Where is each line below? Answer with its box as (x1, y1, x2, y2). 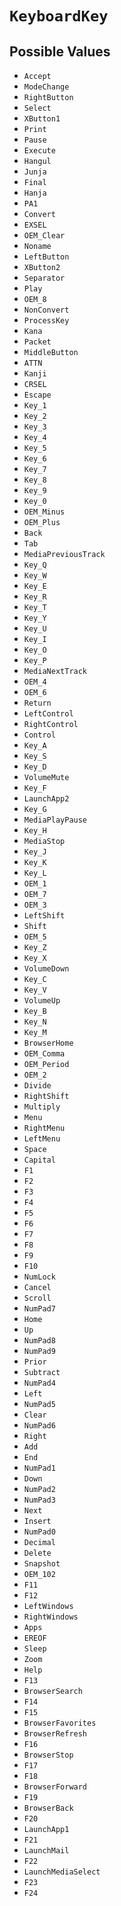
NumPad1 (23, 1463, 56, 1473)
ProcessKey (23, 316, 70, 326)
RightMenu (23, 1123, 66, 1133)
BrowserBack (23, 1803, 74, 1813)
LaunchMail (23, 1846, 70, 1856)
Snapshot (23, 1559, 61, 1569)
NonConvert (23, 305, 70, 315)
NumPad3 (23, 1495, 56, 1505)
